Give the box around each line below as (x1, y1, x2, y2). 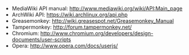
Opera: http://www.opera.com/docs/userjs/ (11, 42, 118, 49)
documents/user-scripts (11, 36, 71, 43)
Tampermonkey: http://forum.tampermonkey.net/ (11, 23, 132, 30)
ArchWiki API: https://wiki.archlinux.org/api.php (11, 11, 128, 18)
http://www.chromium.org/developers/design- (40, 30, 153, 37)
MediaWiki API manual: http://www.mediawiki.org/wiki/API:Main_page (11, 5, 183, 12)
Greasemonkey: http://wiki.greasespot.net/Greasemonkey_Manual (11, 18, 174, 24)
